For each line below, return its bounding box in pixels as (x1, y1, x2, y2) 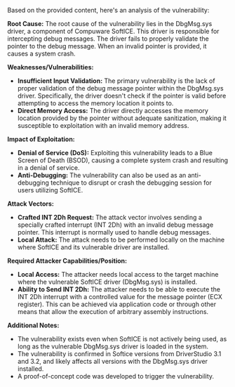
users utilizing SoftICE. (17, 186, 83, 194)
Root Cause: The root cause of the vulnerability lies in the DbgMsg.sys (7, 20, 213, 27)
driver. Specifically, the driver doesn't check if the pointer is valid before (17, 91, 227, 100)
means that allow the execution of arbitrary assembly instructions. (17, 308, 209, 315)
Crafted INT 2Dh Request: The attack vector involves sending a (17, 214, 202, 221)
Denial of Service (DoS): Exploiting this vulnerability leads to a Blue (17, 149, 213, 157)
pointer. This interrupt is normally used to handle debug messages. (17, 228, 212, 236)
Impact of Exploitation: (7, 135, 75, 143)
